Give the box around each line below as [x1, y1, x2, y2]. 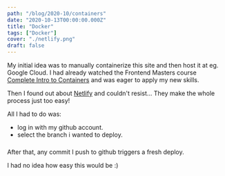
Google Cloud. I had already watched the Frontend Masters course [7, 68, 197, 77]
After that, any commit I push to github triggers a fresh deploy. [7, 148, 184, 156]
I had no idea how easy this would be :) [7, 161, 119, 169]
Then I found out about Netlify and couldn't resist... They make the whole [7, 89, 215, 97]
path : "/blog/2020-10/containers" [7, 10, 107, 17]
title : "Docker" [7, 23, 54, 30]
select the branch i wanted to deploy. [17, 130, 123, 139]
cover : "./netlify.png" [7, 36, 76, 43]
